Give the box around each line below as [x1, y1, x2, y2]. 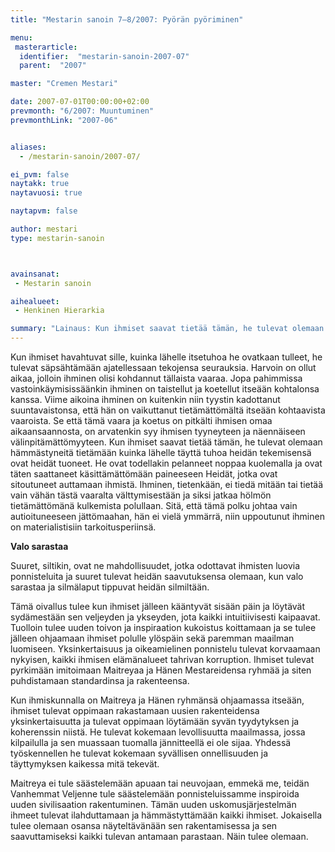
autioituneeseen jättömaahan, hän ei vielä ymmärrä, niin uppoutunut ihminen [10, 511, 325, 522]
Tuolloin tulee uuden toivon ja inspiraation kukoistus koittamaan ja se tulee [10, 622, 317, 633]
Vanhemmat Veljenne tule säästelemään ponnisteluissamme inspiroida [10, 788, 300, 800]
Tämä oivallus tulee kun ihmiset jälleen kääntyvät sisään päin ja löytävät [10, 601, 306, 612]
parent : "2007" [19, 61, 87, 71]
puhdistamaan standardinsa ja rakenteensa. [10, 675, 190, 686]
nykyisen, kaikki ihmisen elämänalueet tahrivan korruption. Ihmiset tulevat [10, 654, 315, 665]
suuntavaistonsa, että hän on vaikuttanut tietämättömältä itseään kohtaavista [10, 404, 326, 416]
